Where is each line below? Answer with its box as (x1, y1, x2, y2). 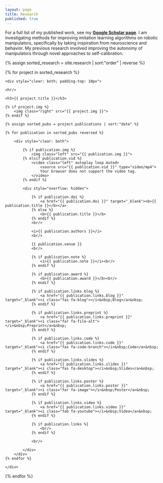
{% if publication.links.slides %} (31, 358, 104, 362)
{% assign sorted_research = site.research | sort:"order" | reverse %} (5, 60, 145, 66)
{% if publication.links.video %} (31, 400, 102, 406)
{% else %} (31, 208, 54, 213)
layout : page (5, 7, 32, 12)
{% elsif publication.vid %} (23, 156, 82, 161)
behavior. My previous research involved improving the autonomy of (5, 45, 143, 51)
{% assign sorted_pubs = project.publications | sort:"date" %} (5, 122, 139, 127)
